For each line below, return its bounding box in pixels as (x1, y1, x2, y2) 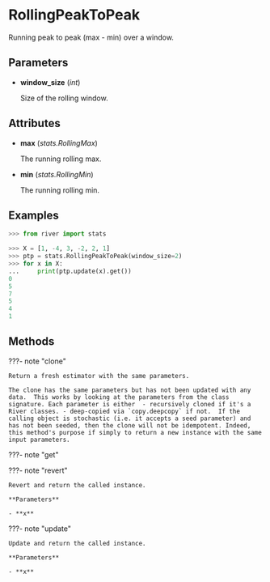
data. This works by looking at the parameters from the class (8, 393, 230, 401)
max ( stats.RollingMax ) (19, 138, 99, 147)
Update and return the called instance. (8, 539, 147, 547)
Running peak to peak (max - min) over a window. (8, 32, 174, 42)
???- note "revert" (8, 465, 68, 475)
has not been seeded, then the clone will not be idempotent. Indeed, (8, 421, 251, 430)
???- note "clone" (8, 356, 66, 366)
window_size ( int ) (19, 77, 81, 87)
